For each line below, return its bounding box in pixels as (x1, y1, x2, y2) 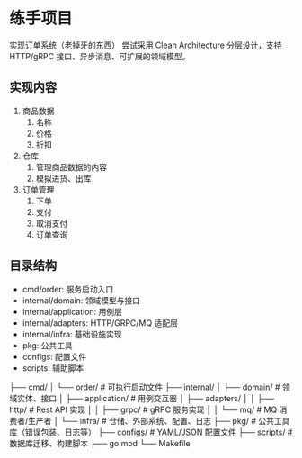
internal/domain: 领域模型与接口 (22, 294, 141, 306)
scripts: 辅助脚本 (22, 362, 84, 373)
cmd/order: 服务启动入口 (22, 283, 114, 294)
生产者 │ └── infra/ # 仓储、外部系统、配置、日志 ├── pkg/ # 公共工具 (28, 415, 290, 426)
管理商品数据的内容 (35, 161, 108, 172)
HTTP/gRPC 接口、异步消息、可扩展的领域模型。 (9, 50, 191, 61)
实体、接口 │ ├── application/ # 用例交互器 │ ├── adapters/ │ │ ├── (16, 392, 275, 403)
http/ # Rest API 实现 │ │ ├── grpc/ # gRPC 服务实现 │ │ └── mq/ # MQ (9, 404, 278, 415)
